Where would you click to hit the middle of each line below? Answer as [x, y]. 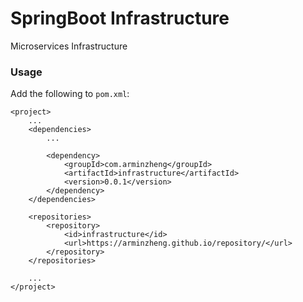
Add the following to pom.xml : [70, 94]
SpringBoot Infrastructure [120, 18]
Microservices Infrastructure [69, 46]
